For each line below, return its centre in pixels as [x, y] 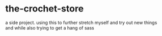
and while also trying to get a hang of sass [50, 27]
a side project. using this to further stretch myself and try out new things [81, 22]
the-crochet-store [45, 9]
